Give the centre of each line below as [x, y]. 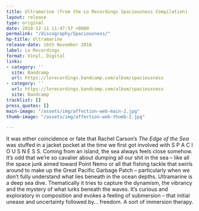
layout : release [26, 17]
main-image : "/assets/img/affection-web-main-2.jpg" [73, 111]
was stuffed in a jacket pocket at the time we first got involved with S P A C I [100, 145]
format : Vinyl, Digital [36, 56]
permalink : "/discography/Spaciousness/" [58, 34]
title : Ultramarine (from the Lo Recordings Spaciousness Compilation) [97, 12]
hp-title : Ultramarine [34, 39]
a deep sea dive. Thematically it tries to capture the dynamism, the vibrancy [99, 183]
